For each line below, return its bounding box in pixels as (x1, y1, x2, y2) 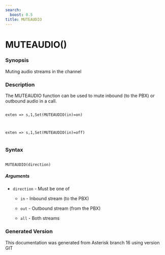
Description (5, 81, 35, 88)
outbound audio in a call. (5, 98, 57, 104)
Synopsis (5, 57, 29, 64)
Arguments (5, 173, 30, 179)
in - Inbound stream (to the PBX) (20, 196, 89, 202)
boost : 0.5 (10, 12, 33, 17)
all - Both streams (20, 215, 60, 221)
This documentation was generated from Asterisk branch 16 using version (5, 239, 160, 245)
